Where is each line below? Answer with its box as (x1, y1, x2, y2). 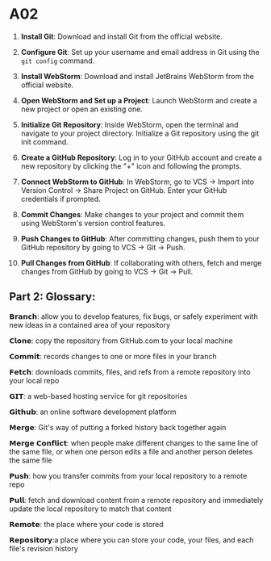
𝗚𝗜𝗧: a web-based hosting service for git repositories (9, 391, 188, 400)
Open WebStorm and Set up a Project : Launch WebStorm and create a (20, 95, 257, 105)
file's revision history (9, 543, 79, 553)
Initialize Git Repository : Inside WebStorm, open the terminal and (20, 119, 239, 129)
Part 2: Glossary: (9, 290, 96, 304)
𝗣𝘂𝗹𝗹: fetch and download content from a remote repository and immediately (9, 495, 264, 504)
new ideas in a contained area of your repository (9, 320, 171, 329)
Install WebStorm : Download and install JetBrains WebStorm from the (20, 71, 255, 81)
